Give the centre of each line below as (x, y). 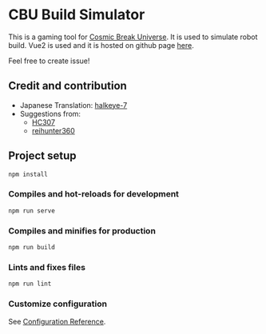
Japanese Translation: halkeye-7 (73, 105)
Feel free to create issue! (49, 61)
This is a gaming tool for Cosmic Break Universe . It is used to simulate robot (133, 37)
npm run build (32, 248)
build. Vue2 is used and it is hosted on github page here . (101, 45)
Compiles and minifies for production (82, 231)
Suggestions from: (50, 113)
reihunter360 (54, 130)
